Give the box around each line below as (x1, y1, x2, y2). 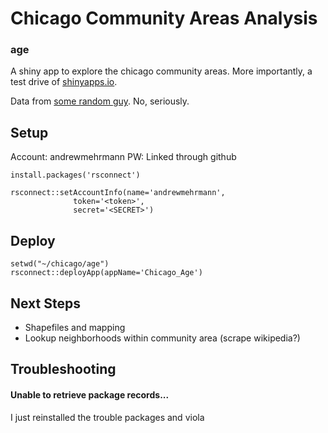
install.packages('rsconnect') (10, 170, 141, 181)
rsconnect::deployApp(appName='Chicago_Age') (10, 268, 203, 278)
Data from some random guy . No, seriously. (10, 95, 190, 107)
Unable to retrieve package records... (10, 388, 170, 401)
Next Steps (10, 295, 81, 312)
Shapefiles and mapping (24, 321, 126, 333)
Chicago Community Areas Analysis (10, 7, 318, 30)
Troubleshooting (10, 361, 117, 378)
